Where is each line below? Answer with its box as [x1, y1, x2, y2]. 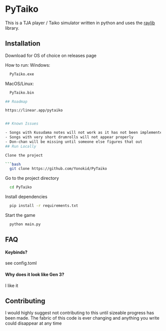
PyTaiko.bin [9, 90, 35, 95]
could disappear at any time [5, 320, 62, 327]
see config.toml [5, 260, 37, 266]
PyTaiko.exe [9, 72, 35, 77]
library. [5, 25, 20, 31]
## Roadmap [5, 99, 28, 104]
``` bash [5, 162, 21, 166]
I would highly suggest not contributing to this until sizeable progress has [5, 310, 154, 316]
